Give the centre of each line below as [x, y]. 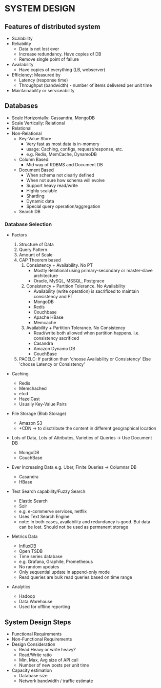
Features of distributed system [52, 27]
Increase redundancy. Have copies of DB [60, 54]
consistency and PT [53, 297]
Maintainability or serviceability [43, 90]
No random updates [39, 567]
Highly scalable [42, 191]
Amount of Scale [36, 255]
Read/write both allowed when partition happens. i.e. [87, 333]
